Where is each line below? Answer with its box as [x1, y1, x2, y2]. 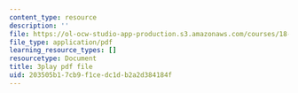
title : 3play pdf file [9, 63, 93, 72]
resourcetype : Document [9, 54, 98, 63]
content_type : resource [9, 12, 98, 22]
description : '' [9, 21, 69, 30]
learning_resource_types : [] [9, 46, 117, 55]
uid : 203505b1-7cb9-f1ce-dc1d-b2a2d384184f [9, 71, 173, 80]
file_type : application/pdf [9, 37, 114, 47]
